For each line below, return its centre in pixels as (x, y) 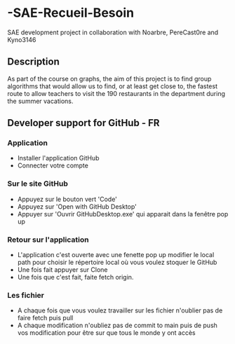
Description (33, 62)
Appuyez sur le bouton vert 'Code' (67, 199)
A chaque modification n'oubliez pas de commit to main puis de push (117, 325)
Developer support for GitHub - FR (83, 123)
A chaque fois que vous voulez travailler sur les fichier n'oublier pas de (120, 310)
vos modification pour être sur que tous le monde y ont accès (106, 333)
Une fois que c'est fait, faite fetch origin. (75, 277)
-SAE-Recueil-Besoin (71, 13)
